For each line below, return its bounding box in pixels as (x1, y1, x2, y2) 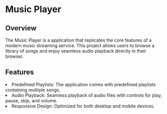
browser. (5, 53, 24, 59)
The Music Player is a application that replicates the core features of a (5, 37, 152, 43)
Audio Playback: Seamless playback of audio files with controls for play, (12, 92, 162, 98)
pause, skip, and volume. (5, 97, 58, 103)
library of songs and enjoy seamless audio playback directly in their (5, 48, 147, 54)
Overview (5, 24, 37, 32)
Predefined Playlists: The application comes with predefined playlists (12, 81, 156, 87)
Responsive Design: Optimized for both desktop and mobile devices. (12, 103, 155, 109)
